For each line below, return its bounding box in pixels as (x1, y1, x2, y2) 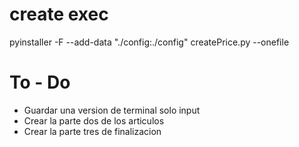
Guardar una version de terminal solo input (23, 104, 201, 116)
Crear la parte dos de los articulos (23, 114, 165, 127)
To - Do (9, 71, 71, 94)
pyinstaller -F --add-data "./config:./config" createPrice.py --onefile (9, 36, 290, 48)
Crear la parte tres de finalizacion (23, 125, 162, 137)
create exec (9, 3, 109, 26)
